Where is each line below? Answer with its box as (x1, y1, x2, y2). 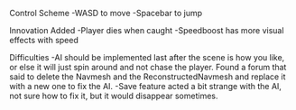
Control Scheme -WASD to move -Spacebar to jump (9, 8, 203, 18)
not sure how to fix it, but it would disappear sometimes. (9, 90, 218, 101)
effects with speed (9, 35, 79, 45)
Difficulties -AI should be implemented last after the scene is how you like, (9, 52, 285, 62)
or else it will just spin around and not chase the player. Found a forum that (9, 62, 287, 72)
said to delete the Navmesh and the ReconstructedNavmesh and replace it (9, 71, 286, 82)
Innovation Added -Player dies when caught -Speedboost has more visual (9, 25, 284, 35)
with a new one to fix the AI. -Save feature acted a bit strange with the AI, (9, 81, 282, 91)
